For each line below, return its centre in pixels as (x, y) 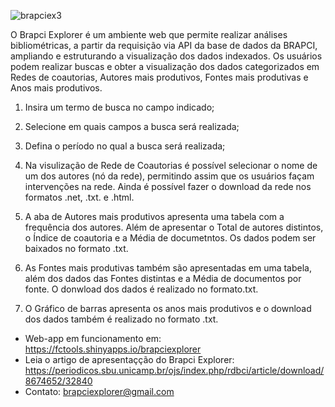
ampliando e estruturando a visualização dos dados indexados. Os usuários (166, 56)
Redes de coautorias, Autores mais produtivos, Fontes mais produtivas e (159, 77)
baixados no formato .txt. (76, 248)
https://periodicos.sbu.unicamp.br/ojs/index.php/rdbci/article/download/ (174, 370)
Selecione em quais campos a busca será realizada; (132, 126)
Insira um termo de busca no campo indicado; (119, 107)
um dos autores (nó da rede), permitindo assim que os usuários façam (169, 176)
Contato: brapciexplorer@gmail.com (99, 391)
